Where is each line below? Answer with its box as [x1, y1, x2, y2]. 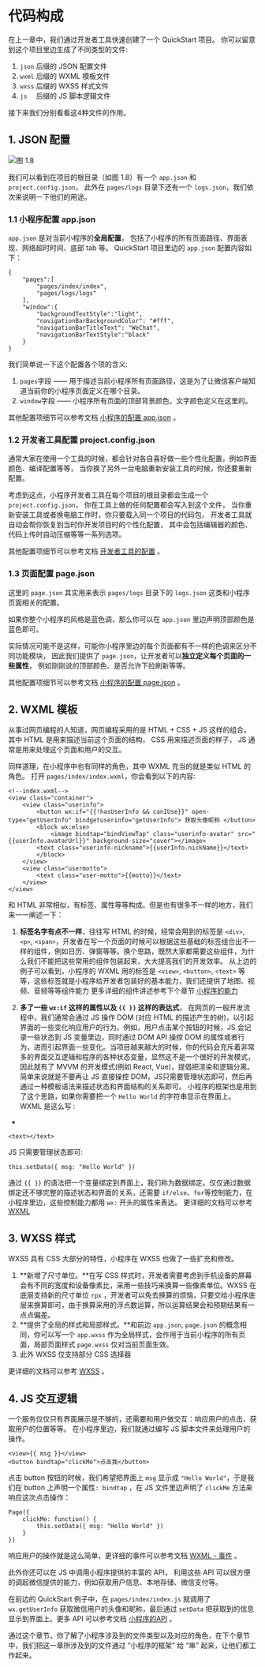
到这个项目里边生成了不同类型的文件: [8, 44, 129, 54]
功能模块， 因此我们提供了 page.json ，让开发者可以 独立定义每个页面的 [14, 650, 244, 660]
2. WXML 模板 [8, 703, 78, 717]
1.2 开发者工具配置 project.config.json [8, 434, 155, 445]
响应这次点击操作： [8, 1493, 71, 1502]
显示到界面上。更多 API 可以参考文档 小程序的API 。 [8, 1614, 177, 1624]
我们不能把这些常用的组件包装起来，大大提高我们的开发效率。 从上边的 [26, 957, 257, 966]
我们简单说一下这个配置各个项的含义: [8, 360, 129, 369]
